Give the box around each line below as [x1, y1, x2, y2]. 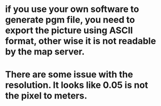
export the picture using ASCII [5, 25, 133, 36]
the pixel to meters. [5, 90, 87, 101]
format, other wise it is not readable [5, 35, 156, 47]
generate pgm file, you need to [5, 14, 135, 25]
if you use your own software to [5, 3, 139, 15]
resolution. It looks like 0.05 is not [5, 79, 148, 91]
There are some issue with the [5, 69, 133, 80]
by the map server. [5, 46, 85, 57]
